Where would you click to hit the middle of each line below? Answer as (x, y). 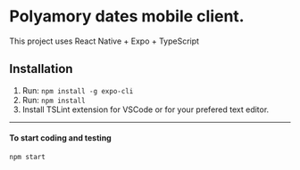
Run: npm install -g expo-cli (78, 90)
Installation (41, 69)
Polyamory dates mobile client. (127, 16)
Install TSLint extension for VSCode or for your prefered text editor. (146, 109)
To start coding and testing (60, 138)
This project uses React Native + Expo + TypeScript (104, 41)
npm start (28, 157)
